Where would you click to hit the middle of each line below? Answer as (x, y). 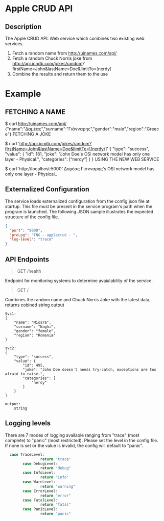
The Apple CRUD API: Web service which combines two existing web (75, 38)
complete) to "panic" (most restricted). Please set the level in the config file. (82, 440)
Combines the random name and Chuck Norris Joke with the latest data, (78, 300)
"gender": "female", (35, 331)
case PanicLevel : (40, 509)
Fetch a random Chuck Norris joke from (52, 58)
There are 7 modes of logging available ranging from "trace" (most (72, 435)
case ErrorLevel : (40, 491)
